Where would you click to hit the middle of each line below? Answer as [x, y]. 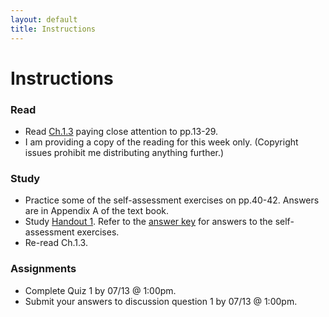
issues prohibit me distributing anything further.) [124, 152]
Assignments [43, 269]
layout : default [44, 19]
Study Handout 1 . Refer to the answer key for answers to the [148, 222]
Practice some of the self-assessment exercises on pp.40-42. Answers [172, 200]
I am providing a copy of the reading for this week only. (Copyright [161, 142]
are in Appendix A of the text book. [97, 211]
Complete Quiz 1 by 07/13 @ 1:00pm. [100, 290]
